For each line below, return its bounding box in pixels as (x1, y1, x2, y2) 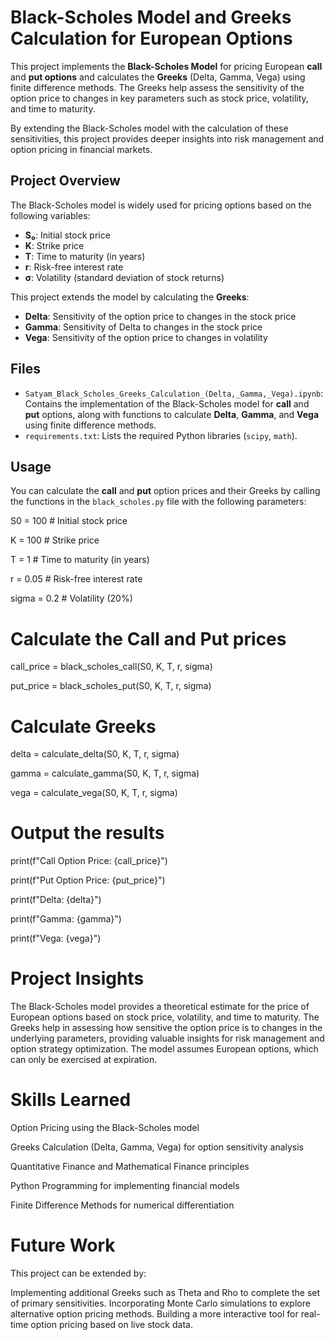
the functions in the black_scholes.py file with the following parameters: (10, 496, 307, 508)
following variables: (10, 209, 91, 221)
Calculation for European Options (10, 27, 293, 50)
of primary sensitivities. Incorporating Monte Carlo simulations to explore (10, 1297, 311, 1309)
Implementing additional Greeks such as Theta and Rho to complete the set (10, 1287, 321, 1298)
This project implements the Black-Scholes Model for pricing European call (10, 60, 323, 72)
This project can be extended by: (10, 1267, 147, 1279)
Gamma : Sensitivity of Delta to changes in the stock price (24, 321, 263, 333)
